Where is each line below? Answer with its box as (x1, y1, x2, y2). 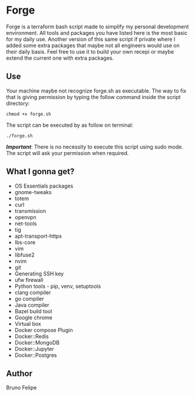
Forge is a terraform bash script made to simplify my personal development (6, 23, 189, 30)
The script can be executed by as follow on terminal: (6, 122, 134, 129)
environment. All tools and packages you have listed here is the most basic (6, 29, 187, 36)
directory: (6, 100, 30, 107)
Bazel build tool (14, 307, 52, 314)
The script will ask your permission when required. (6, 149, 129, 156)
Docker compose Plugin (14, 326, 74, 333)
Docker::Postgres (14, 352, 57, 359)
